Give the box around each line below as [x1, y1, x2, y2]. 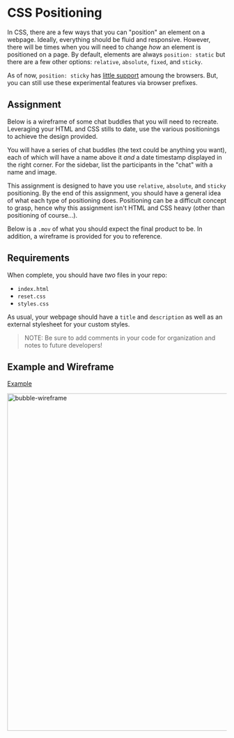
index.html [17, 285, 49, 292]
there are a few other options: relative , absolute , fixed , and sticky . [7, 57, 203, 66]
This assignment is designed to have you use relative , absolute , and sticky [7, 181, 226, 190]
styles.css [17, 300, 49, 308]
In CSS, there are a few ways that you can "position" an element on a [7, 28, 205, 36]
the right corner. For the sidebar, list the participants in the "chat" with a [7, 160, 213, 169]
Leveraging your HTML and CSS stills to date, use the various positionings [7, 124, 221, 133]
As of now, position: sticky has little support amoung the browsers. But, [7, 71, 218, 80]
